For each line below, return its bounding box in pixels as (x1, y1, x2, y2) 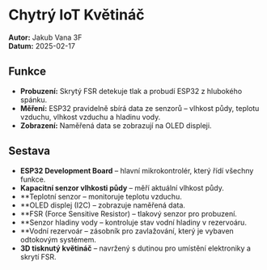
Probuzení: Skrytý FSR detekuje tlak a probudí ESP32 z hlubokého (19, 86, 243, 96)
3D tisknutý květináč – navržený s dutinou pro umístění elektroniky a (19, 243, 251, 253)
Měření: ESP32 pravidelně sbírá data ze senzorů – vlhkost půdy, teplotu (19, 103, 260, 113)
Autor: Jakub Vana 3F (8, 32, 83, 42)
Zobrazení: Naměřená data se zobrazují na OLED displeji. (19, 120, 212, 131)
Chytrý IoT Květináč (8, 6, 145, 24)
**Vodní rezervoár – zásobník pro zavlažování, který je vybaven (19, 225, 235, 236)
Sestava (8, 144, 51, 158)
